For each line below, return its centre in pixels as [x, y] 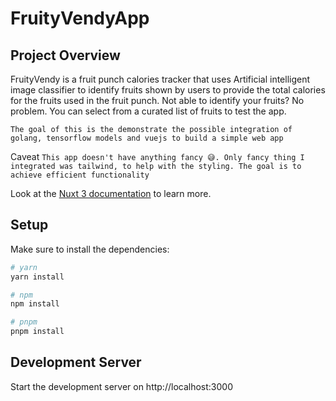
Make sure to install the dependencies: [90, 249]
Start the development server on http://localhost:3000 [121, 386]
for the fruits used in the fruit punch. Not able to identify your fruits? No [157, 100]
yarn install [37, 277]
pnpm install [37, 332]
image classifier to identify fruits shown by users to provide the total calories [168, 90]
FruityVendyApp [80, 18]
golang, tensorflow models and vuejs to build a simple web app [147, 138]
